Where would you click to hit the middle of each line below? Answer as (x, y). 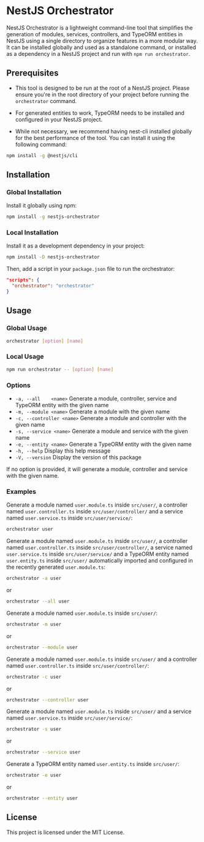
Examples (21, 491)
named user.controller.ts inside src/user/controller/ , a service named (100, 548)
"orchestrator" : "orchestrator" (53, 286)
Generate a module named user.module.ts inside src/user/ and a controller (102, 659)
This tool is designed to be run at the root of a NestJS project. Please (102, 88)
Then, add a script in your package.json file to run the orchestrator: (91, 269)
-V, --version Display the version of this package (78, 458)
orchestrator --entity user (42, 798)
